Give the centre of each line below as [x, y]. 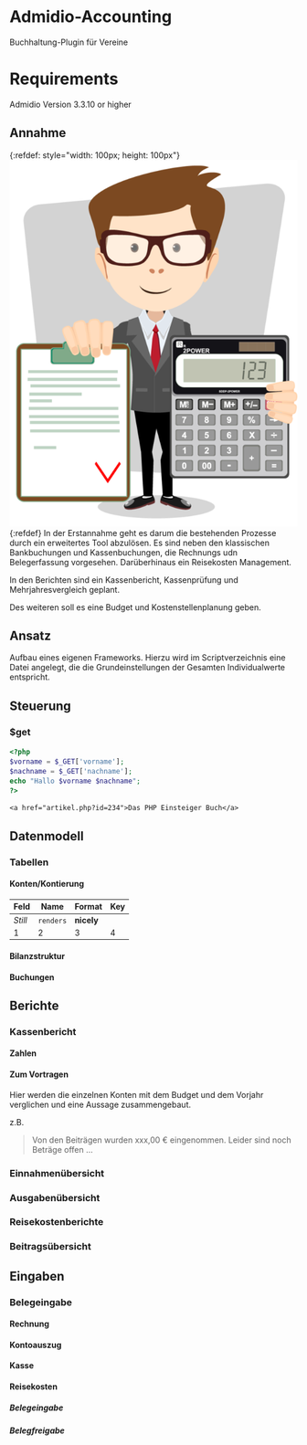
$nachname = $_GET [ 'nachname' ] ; [71, 771]
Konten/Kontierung [47, 884]
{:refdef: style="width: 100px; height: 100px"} [95, 155]
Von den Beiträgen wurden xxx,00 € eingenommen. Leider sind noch [161, 1140]
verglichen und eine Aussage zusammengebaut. [101, 1104]
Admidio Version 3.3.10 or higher [71, 104]
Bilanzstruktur [37, 955]
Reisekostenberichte [57, 1222]
